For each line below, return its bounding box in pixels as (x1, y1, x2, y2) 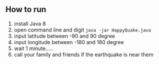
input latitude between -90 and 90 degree (13, 32, 115, 40)
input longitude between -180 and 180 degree (13, 38, 124, 45)
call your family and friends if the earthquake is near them (13, 51, 154, 58)
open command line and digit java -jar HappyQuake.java (13, 26, 151, 33)
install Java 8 (13, 20, 46, 27)
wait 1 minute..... (13, 45, 53, 52)
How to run (5, 5, 47, 15)
